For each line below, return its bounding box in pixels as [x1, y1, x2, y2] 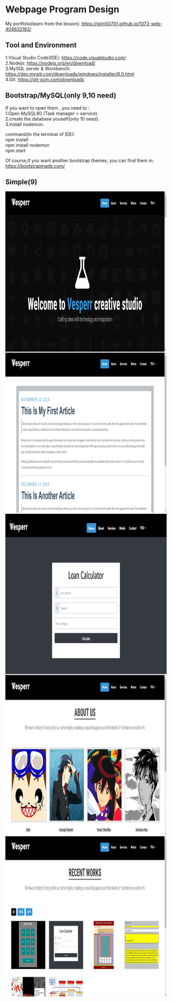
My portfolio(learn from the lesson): [5, 21, 80, 27]
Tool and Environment [5, 41, 77, 50]
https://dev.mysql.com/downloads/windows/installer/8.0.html [5, 71, 135, 77]
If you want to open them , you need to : [5, 105, 90, 111]
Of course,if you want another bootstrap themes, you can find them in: [5, 157, 154, 164]
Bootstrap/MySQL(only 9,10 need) [5, 91, 117, 100]
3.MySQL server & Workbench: [5, 65, 71, 71]
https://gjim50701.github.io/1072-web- [81, 21, 163, 27]
